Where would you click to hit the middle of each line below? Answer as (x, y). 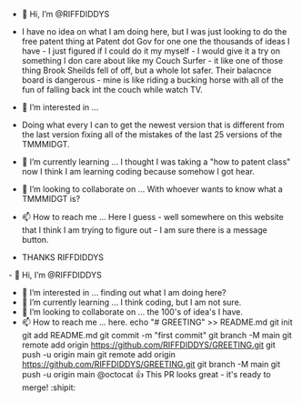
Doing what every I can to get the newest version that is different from (153, 125)
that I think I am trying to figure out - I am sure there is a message (144, 230)
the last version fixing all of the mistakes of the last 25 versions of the (152, 135)
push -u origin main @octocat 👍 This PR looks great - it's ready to (146, 374)
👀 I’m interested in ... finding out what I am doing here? (124, 292)
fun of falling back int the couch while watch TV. (112, 90)
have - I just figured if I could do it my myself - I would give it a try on (151, 51)
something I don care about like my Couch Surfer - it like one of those (152, 60)
